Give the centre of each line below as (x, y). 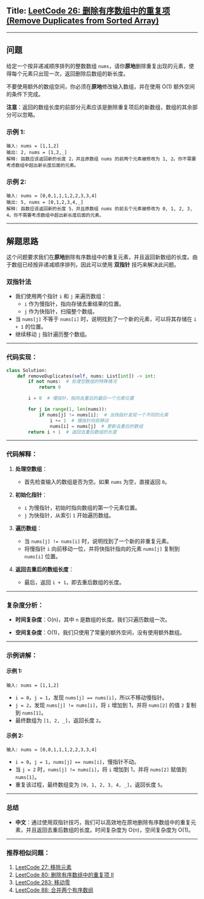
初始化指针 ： (31, 494)
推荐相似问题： (28, 853)
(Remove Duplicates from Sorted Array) (83, 21)
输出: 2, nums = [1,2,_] (37, 152)
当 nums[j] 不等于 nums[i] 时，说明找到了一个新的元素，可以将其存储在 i (106, 319)
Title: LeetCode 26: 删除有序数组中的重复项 (88, 11)
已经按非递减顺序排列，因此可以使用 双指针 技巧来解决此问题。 (101, 265)
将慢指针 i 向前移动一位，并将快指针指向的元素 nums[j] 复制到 (102, 548)
